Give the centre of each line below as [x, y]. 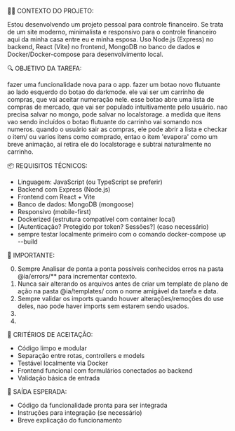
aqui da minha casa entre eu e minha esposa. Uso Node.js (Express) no [110, 39]
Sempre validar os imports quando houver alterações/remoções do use [121, 299]
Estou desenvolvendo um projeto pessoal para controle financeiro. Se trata [115, 24]
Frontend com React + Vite [56, 197]
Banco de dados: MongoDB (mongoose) [76, 204]
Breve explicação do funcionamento [69, 420]
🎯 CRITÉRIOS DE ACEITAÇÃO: [50, 334]
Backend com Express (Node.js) [64, 189]
